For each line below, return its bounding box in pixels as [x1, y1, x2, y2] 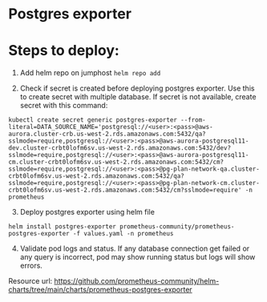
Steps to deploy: [8, 42, 120, 60]
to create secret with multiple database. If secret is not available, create [19, 92, 257, 102]
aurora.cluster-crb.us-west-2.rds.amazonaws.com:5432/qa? [8, 130, 206, 139]
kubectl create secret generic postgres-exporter [8, 116, 178, 124]
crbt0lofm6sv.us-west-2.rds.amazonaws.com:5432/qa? [8, 172, 184, 180]
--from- [180, 116, 206, 124]
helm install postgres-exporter [8, 223, 116, 231]
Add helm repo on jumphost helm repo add [19, 68, 161, 78]
